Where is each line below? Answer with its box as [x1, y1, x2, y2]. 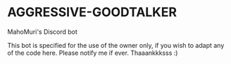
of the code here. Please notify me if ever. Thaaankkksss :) [7, 49, 178, 57]
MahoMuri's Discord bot [7, 27, 77, 36]
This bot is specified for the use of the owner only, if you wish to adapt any [7, 41, 225, 49]
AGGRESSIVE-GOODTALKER [7, 4, 177, 20]
